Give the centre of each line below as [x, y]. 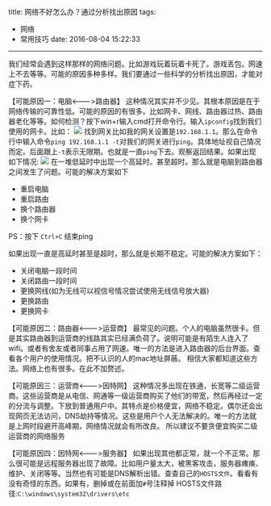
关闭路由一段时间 [48, 280]
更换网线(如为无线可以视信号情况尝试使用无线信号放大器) [115, 291]
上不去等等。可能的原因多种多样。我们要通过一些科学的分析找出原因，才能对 [135, 74]
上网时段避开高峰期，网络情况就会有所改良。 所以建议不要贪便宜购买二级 [136, 426]
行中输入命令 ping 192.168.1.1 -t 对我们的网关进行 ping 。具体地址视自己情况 [135, 141]
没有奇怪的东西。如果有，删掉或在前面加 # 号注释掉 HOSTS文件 [112, 483]
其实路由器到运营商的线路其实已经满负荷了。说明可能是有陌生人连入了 [131, 338]
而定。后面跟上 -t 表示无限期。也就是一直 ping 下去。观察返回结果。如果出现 [132, 151]
